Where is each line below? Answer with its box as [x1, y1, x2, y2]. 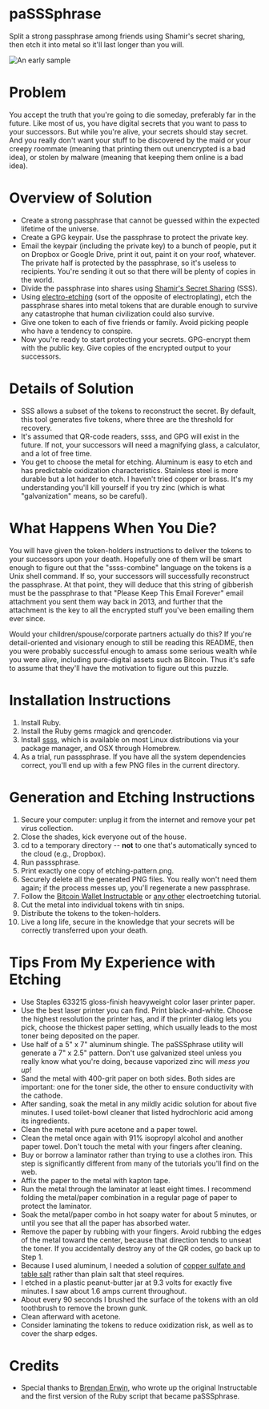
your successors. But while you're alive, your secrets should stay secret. [9, 126, 248, 136]
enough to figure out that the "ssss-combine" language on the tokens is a [9, 562, 251, 572]
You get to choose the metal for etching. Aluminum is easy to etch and [20, 457, 253, 467]
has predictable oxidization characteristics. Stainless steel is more [20, 465, 239, 475]
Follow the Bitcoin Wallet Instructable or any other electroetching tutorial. [20, 891, 262, 901]
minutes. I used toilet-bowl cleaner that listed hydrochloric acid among [20, 1107, 254, 1117]
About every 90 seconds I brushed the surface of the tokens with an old [20, 1295, 259, 1304]
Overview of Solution [9, 189, 153, 207]
